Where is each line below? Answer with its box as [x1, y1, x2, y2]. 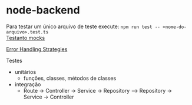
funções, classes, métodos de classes [23, 74, 117, 82]
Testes [6, 57, 22, 64]
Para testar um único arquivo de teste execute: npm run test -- [6, 23, 161, 30]
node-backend [6, 4, 81, 17]
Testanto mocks [6, 34, 45, 41]
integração [14, 80, 41, 88]
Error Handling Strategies [6, 45, 68, 53]
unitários [14, 68, 37, 75]
